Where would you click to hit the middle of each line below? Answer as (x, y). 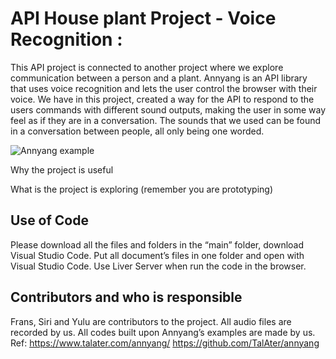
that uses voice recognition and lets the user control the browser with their (164, 88)
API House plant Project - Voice (143, 18)
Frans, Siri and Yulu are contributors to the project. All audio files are (151, 321)
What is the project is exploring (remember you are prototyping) (141, 189)
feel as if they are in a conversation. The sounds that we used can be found (166, 120)
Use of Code (49, 220)
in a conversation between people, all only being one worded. (137, 131)
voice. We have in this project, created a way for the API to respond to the (162, 99)
